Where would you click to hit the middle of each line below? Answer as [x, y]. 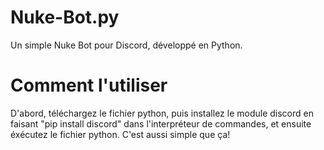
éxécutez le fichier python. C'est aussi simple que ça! [120, 134]
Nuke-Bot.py [65, 17]
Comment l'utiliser [89, 85]
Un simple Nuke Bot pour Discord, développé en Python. [126, 45]
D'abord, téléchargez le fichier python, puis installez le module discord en [162, 113]
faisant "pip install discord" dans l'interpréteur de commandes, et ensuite [161, 123]
